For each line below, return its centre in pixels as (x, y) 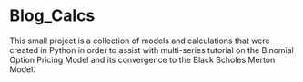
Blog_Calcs (52, 16)
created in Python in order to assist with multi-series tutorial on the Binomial (151, 50)
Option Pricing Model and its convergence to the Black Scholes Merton (142, 59)
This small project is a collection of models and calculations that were (140, 41)
